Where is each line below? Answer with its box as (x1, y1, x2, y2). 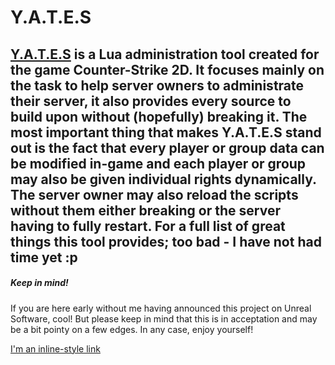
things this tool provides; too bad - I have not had (10, 233, 322, 250)
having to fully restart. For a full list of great (10, 217, 286, 235)
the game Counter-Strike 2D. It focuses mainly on (10, 61, 325, 78)
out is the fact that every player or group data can (10, 139, 325, 156)
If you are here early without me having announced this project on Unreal (10, 302, 312, 314)
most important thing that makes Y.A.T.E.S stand (10, 124, 322, 141)
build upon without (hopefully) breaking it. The (10, 108, 308, 125)
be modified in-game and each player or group (10, 155, 307, 172)
